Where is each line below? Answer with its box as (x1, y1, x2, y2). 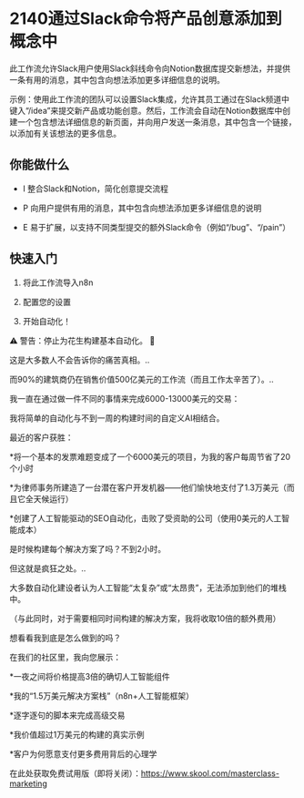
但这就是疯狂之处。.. (9, 562, 86, 574)
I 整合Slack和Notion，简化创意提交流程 (22, 183, 168, 194)
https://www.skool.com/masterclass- (140, 767, 280, 779)
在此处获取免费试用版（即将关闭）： (9, 767, 141, 779)
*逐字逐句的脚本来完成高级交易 (9, 710, 126, 721)
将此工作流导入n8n (22, 277, 94, 288)
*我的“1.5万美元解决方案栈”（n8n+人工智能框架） (9, 690, 194, 701)
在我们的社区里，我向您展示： (9, 651, 121, 662)
